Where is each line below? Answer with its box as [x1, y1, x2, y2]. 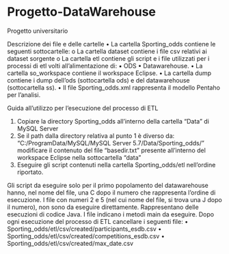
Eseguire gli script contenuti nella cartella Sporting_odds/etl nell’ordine [16, 160, 216, 169]
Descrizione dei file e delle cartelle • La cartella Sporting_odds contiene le [7, 40, 216, 48]
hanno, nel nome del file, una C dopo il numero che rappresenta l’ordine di [7, 188, 216, 197]
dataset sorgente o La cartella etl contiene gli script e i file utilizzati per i [7, 54, 210, 62]
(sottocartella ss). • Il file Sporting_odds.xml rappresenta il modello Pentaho [7, 83, 221, 91]
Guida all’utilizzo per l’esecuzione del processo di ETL [7, 104, 159, 112]
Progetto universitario [7, 27, 68, 35]
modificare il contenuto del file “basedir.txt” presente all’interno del [16, 146, 206, 154]
